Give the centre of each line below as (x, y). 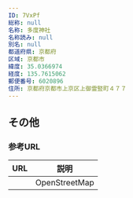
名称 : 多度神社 (30, 30)
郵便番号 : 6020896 (36, 81)
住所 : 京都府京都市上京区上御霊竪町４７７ (68, 88)
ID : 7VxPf (24, 15)
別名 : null (25, 45)
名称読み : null (31, 37)
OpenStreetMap (65, 183)
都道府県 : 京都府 (32, 52)
